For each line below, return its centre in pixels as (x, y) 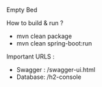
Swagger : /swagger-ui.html (56, 70)
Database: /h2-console (49, 77)
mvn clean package (44, 36)
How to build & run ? (35, 23)
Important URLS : (31, 56)
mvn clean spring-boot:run (54, 43)
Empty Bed (22, 10)
